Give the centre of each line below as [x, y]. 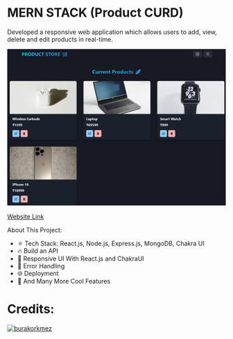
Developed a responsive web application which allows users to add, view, [112, 32]
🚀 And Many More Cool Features [64, 281]
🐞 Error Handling [41, 266]
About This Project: [35, 230]
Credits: [31, 309]
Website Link [26, 217]
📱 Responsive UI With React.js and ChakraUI [80, 259]
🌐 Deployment [38, 273]
